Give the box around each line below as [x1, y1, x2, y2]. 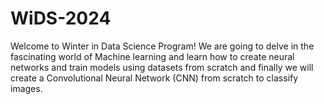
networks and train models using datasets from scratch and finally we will [10, 61, 314, 73]
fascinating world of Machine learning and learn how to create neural [10, 50, 295, 62]
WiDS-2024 [10, 7, 112, 30]
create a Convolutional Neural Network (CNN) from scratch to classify [10, 72, 299, 84]
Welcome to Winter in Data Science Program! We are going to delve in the [10, 40, 315, 52]
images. [10, 82, 43, 94]
